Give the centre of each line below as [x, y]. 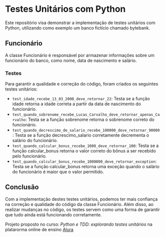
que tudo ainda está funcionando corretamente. [54, 214]
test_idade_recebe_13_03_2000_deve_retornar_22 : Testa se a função [81, 99]
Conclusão [22, 187]
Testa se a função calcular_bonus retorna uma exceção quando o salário [86, 167]
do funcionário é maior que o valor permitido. [58, 172]
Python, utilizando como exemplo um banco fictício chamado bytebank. [78, 28]
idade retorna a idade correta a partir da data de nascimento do [77, 104]
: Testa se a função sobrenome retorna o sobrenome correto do [90, 119]
